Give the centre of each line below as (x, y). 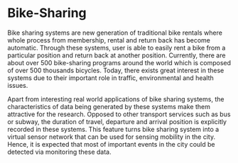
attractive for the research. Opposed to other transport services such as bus (119, 114)
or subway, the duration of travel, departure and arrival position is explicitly (117, 121)
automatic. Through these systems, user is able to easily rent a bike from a (117, 47)
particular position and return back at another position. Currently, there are (117, 55)
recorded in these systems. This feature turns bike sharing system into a (113, 129)
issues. (18, 85)
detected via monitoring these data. (59, 152)
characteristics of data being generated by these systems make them (109, 106)
